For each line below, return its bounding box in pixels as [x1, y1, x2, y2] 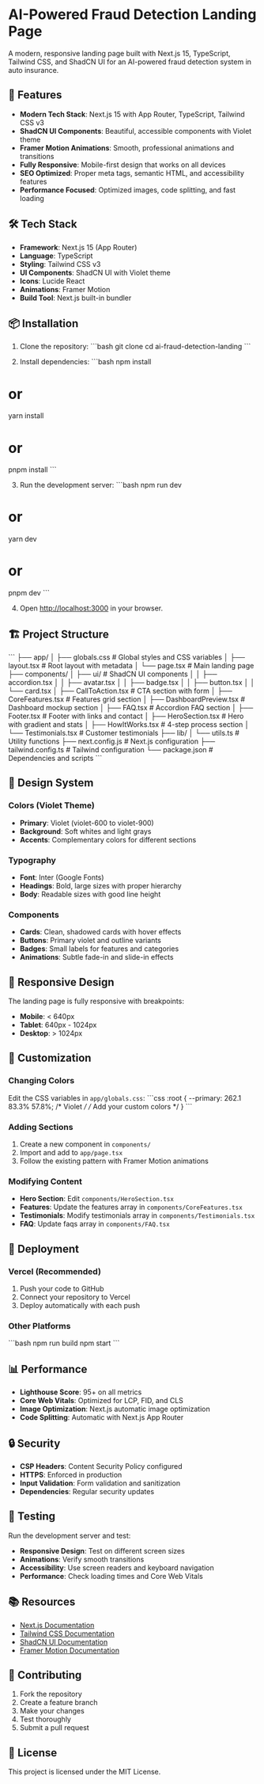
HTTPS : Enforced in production [19, 1470, 123, 1479]
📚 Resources [8, 1596, 76, 1609]
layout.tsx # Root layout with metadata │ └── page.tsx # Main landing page [8, 660, 255, 670]
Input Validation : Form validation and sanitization [19, 1478, 180, 1488]
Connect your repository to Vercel [19, 1292, 130, 1302]
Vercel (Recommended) [8, 1265, 101, 1276]
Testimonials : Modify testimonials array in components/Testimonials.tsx [19, 1211, 255, 1220]
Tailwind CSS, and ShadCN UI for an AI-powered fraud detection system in [8, 57, 251, 67]
